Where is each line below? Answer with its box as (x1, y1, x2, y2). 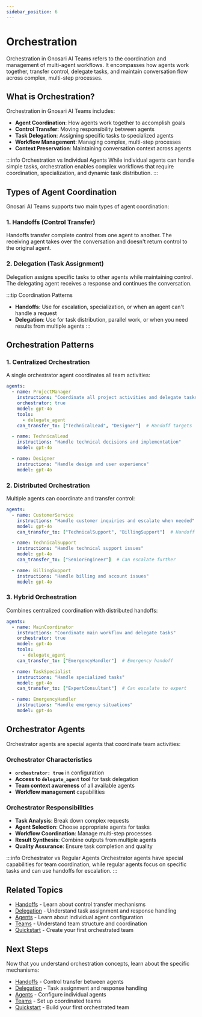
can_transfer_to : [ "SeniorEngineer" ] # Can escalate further (17, 556, 176, 563)
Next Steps (6, 944, 49, 954)
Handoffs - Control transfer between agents (14, 978, 124, 985)
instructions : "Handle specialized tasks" (17, 674, 125, 680)
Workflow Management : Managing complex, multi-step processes (14, 138, 182, 145)
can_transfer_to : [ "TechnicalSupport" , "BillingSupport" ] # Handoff (17, 529, 195, 535)
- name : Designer (11, 456, 55, 462)
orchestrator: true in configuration (14, 769, 105, 776)
